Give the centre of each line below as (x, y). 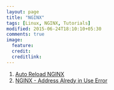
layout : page (23, 12)
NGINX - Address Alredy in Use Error (61, 80)
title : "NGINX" (25, 18)
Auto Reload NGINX (40, 74)
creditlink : (27, 57)
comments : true (25, 34)
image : (15, 40)
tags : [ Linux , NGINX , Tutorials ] (49, 23)
